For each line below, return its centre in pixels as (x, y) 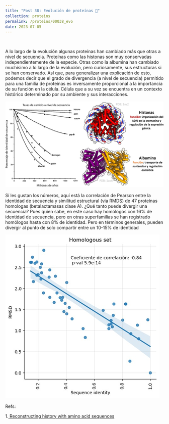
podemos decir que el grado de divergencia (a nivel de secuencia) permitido (84, 78)
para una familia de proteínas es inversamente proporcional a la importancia (84, 84)
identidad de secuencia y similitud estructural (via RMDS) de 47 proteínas (81, 201)
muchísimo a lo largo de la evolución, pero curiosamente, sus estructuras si (83, 68)
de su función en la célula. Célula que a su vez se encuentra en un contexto (84, 89)
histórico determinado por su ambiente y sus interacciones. (67, 95)
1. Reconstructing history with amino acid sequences (60, 416)
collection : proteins (28, 16)
